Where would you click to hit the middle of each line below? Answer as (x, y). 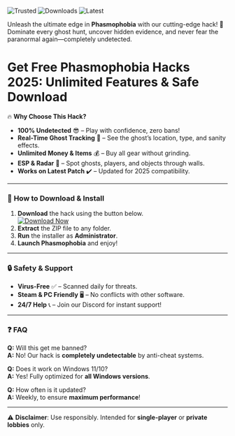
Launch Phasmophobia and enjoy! (67, 243)
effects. (28, 145)
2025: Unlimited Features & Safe (103, 82)
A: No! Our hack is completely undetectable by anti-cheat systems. (106, 355)
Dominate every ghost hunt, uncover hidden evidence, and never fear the (113, 32)
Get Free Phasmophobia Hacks (99, 67)
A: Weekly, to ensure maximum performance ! (74, 397)
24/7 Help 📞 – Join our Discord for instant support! (90, 305)
